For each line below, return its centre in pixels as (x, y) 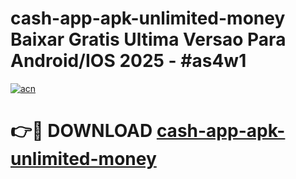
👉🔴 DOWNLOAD (81, 131)
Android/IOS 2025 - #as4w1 (128, 61)
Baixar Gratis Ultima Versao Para (148, 39)
